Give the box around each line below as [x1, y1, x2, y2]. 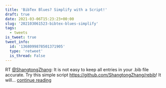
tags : [5, 26, 16, 31]
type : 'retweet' [9, 48, 43, 53]
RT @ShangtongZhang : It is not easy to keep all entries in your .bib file [5, 67, 149, 73]
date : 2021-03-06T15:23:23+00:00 [5, 16, 74, 21]
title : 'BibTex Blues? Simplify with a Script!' [5, 7, 108, 12]
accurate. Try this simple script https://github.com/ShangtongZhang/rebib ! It [5, 72, 162, 78]
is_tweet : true [5, 35, 37, 40]
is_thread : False [9, 53, 46, 58]
